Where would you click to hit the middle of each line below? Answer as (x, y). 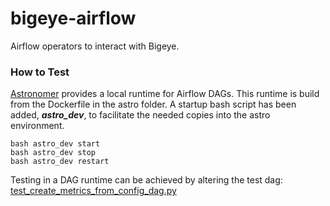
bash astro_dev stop (53, 153)
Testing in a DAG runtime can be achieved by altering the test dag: (146, 180)
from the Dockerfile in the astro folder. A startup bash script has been (153, 104)
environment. (37, 126)
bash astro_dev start (55, 144)
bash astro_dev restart (60, 162)
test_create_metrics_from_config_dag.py (93, 191)
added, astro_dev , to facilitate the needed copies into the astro (140, 115)
